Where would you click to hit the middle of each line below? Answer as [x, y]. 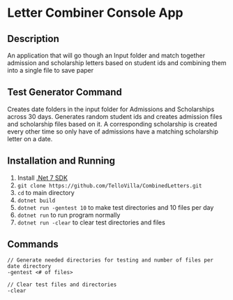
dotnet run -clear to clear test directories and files [91, 222]
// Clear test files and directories [62, 285]
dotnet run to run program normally [69, 215]
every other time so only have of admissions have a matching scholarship [113, 131]
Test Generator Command [65, 92]
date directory [29, 266]
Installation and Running [61, 161]
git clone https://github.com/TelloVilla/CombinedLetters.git [110, 186]
